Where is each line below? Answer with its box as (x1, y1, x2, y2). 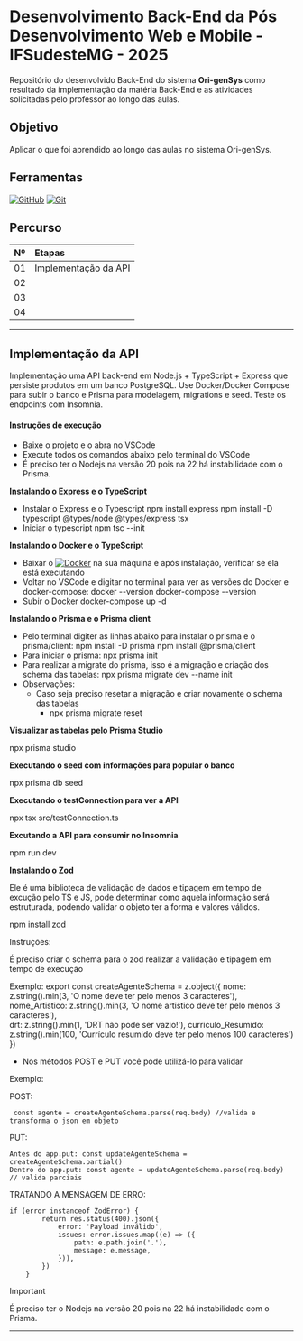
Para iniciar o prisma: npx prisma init (22, 650, 158, 661)
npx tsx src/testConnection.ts (9, 812, 119, 823)
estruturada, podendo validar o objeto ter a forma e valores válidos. (9, 902, 260, 912)
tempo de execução (9, 964, 84, 975)
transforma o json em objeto (9, 1116, 119, 1125)
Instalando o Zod (9, 865, 74, 876)
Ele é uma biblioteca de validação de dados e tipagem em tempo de (9, 883, 262, 893)
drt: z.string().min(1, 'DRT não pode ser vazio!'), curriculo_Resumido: (9, 1020, 264, 1031)
